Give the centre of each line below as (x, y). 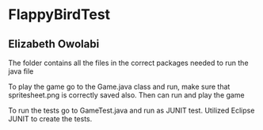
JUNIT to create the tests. (50, 119)
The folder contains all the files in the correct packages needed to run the (128, 63)
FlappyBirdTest (59, 15)
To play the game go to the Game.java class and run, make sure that (119, 86)
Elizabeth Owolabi (54, 44)
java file (21, 71)
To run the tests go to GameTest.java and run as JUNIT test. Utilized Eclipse (131, 110)
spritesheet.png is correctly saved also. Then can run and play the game (126, 95)
